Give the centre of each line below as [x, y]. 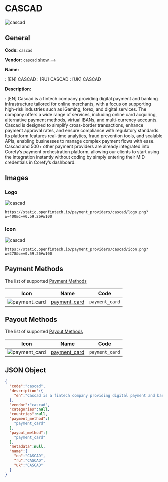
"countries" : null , [29, 414]
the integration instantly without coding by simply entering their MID [75, 157]
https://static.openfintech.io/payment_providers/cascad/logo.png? [77, 212]
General [18, 38]
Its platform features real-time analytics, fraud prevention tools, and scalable [84, 136]
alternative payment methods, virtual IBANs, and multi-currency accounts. [82, 120]
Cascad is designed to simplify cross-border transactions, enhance [74, 125]
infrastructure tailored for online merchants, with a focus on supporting [78, 104]
